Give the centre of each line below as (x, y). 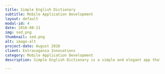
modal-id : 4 (17, 23)
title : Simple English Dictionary (41, 10)
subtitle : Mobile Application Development (49, 14)
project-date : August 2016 (33, 46)
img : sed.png (18, 32)
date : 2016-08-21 (23, 28)
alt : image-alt (21, 42)
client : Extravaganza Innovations (41, 50)
